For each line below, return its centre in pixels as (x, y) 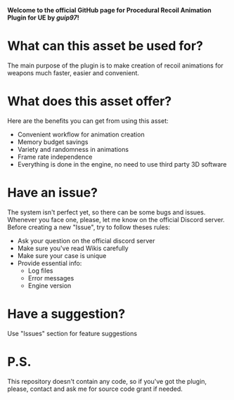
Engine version (50, 285)
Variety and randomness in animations (73, 149)
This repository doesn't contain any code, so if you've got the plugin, (107, 381)
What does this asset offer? (90, 102)
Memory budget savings (53, 142)
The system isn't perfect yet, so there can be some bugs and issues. (106, 212)
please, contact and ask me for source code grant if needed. (95, 389)
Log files (40, 271)
